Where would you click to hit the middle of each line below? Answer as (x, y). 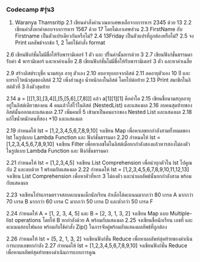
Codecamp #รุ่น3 (30, 10)
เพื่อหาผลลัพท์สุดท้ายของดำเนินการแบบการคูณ (51, 252)
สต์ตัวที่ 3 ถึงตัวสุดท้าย (28, 87)
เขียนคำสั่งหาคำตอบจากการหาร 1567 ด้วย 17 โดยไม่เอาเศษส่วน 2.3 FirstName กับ (99, 29)
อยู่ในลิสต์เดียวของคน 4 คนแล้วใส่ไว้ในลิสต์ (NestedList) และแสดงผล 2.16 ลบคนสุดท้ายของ (99, 105)
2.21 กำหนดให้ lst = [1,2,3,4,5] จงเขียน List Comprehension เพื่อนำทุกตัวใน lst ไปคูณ (99, 163)
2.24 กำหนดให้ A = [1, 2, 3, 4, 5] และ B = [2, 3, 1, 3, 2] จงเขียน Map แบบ (87, 214)
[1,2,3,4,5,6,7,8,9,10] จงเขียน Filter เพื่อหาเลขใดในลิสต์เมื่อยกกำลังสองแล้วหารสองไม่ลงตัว (98, 144)
